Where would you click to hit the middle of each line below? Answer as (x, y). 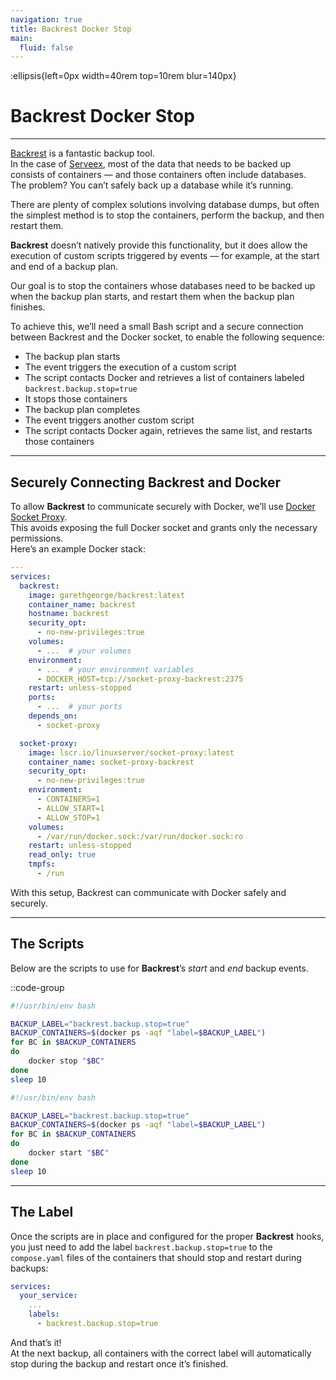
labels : (44, 1314)
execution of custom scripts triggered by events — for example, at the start (165, 256)
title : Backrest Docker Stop (71, 29)
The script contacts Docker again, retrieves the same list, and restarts (168, 431)
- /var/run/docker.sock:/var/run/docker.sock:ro (140, 836)
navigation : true (46, 19)
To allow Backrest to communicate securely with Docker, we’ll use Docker (163, 506)
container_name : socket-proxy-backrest (111, 762)
